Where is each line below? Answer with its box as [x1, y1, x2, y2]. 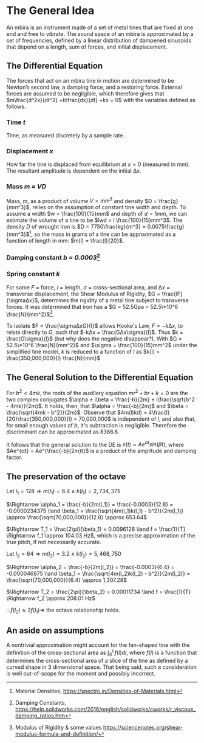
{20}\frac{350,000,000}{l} [6, 415, 73, 423]
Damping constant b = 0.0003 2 [6, 252, 100, 262]
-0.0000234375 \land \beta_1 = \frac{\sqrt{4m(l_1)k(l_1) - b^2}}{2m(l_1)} [6, 507, 184, 514]
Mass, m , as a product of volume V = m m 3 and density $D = [6, 196, 157, 204]
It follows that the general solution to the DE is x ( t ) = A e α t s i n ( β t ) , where [6, 440, 184, 448]
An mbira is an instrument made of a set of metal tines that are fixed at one [6, 24, 194, 31]
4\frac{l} [148, 409, 170, 416]
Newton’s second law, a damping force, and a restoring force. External [6, 83, 182, 91]
